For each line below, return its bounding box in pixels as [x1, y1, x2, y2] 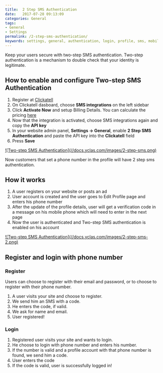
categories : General [5, 16, 47, 21]
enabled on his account [12, 225, 59, 231]
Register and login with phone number [5, 253, 123, 262]
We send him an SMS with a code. [12, 298, 81, 304]
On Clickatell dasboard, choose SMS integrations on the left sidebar [12, 102, 149, 108]
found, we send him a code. [12, 352, 68, 358]
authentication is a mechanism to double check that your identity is [5, 57, 139, 63]
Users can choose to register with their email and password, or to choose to [5, 279, 157, 285]
